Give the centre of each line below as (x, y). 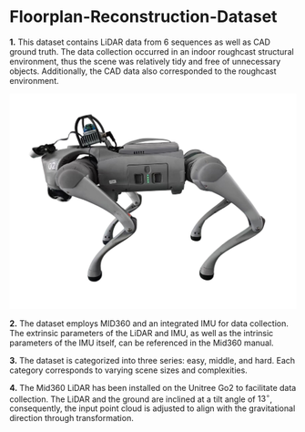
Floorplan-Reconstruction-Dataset (143, 17)
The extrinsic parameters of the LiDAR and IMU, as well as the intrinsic (142, 333)
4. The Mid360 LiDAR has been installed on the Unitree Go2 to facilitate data (153, 387)
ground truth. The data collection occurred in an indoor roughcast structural (152, 51)
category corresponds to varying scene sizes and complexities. (128, 370)
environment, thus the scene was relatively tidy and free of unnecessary (145, 61)
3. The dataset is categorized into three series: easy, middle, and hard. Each (152, 360)
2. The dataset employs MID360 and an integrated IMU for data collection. (149, 323)
